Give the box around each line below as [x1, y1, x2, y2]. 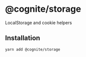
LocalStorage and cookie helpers [5, 20, 72, 26]
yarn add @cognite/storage [5, 47, 60, 52]
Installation [5, 34, 40, 42]
